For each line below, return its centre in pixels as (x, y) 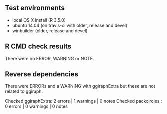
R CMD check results (38, 47)
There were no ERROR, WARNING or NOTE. (50, 58)
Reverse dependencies (42, 74)
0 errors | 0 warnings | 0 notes (37, 106)
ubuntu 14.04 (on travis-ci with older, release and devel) (70, 25)
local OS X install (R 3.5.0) (39, 20)
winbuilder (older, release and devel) (50, 31)
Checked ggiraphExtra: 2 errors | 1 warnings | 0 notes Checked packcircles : (84, 101)
